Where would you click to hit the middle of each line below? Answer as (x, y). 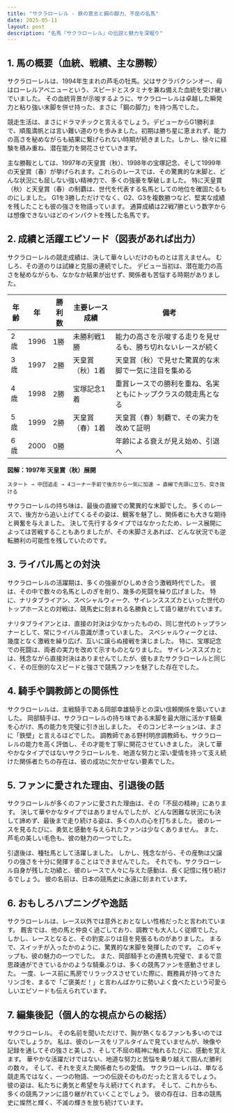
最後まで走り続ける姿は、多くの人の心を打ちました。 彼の (126, 821)
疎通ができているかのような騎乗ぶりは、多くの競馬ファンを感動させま (114, 965)
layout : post (26, 26)
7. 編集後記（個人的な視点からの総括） (89, 1015)
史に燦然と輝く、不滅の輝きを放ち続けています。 (77, 1102)
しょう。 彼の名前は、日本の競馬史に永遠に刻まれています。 (105, 879)
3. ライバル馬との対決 (54, 565)
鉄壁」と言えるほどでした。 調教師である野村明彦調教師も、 (105, 735)
